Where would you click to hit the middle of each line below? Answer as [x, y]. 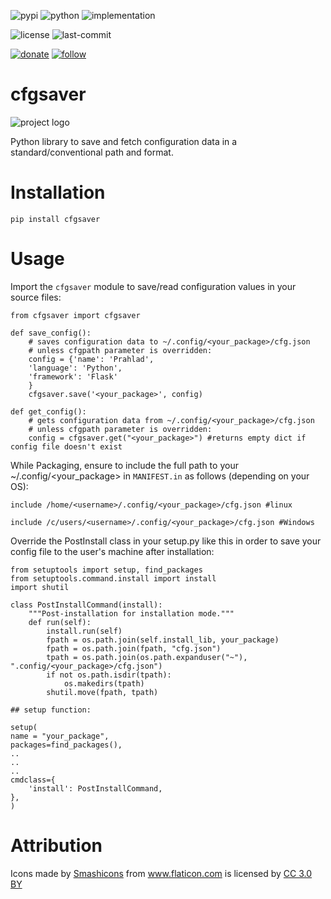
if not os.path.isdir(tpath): [109, 675]
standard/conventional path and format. [92, 152]
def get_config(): [48, 411]
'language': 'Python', [75, 368]
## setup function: [51, 710]
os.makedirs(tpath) [104, 683]
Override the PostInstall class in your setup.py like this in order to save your [166, 541]
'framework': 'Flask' [73, 376]
